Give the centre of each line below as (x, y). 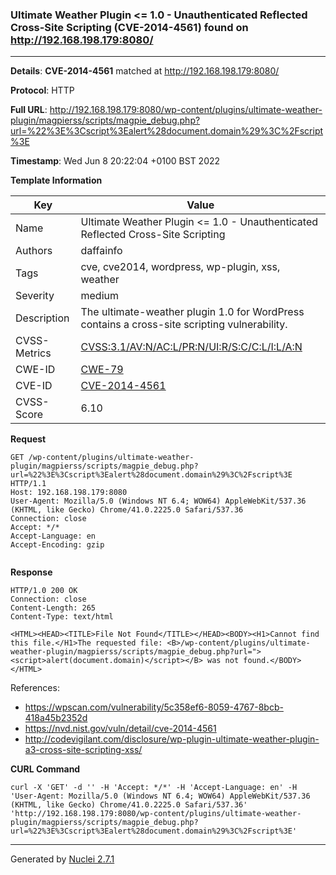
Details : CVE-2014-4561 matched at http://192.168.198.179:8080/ (145, 71)
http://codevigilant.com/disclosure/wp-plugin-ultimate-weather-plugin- (172, 739)
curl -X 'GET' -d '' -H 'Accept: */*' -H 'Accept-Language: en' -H (154, 788)
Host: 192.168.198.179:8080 (69, 493)
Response (31, 572)
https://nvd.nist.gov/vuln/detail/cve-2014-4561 (120, 729)
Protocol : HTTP (42, 90)
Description (42, 318)
